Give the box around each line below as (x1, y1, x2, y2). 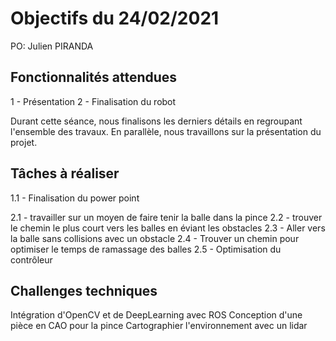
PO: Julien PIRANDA (10, 40, 94, 52)
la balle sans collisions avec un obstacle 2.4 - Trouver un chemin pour (10, 232, 300, 244)
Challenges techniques (10, 282, 158, 299)
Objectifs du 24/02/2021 (10, 7, 220, 30)
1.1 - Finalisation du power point (10, 192, 140, 204)
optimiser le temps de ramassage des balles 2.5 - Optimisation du (10, 243, 282, 255)
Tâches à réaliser (10, 165, 120, 182)
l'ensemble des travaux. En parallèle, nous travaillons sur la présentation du (10, 125, 322, 137)
